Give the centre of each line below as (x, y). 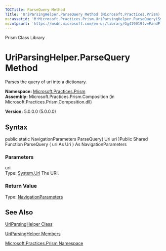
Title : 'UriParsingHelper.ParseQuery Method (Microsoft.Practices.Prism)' (84, 14)
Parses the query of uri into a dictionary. (46, 82)
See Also (19, 212)
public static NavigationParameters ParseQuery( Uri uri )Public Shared (77, 139)
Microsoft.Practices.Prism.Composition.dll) (49, 102)
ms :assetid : (17, 19)
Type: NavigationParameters (34, 197)
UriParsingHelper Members (33, 234)
